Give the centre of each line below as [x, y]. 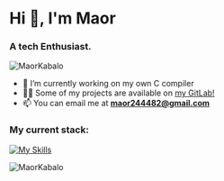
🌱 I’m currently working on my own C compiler [108, 84]
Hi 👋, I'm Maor [63, 18]
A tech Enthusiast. [50, 47]
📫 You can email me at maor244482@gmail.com [116, 104]
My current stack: [49, 130]
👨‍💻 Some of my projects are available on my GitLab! [118, 93]
